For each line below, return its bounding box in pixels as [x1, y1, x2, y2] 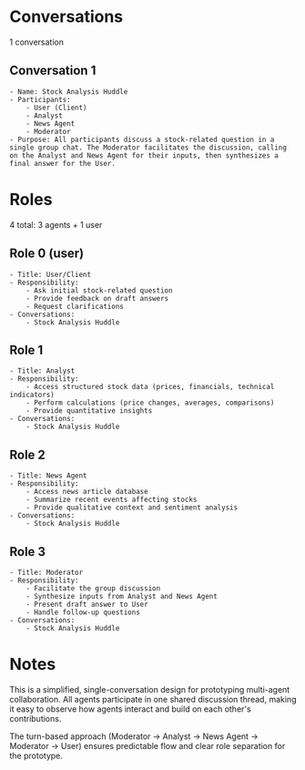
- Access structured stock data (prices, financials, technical [25, 383, 275, 392]
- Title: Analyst [9, 366, 76, 375]
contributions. [9, 713, 62, 724]
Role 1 [9, 342, 44, 357]
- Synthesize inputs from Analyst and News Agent [25, 591, 219, 601]
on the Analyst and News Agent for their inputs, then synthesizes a [9, 150, 280, 160]
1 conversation [9, 36, 65, 47]
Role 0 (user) [9, 246, 85, 262]
